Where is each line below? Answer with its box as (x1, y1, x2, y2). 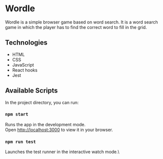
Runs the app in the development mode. (5, 121, 86, 127)
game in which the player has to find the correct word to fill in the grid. (5, 24, 147, 30)
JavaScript (12, 62, 34, 68)
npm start (5, 112, 28, 117)
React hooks (12, 67, 38, 73)
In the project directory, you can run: (5, 99, 79, 105)
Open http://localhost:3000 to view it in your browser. (5, 127, 114, 133)
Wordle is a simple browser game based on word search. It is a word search (5, 19, 158, 25)
